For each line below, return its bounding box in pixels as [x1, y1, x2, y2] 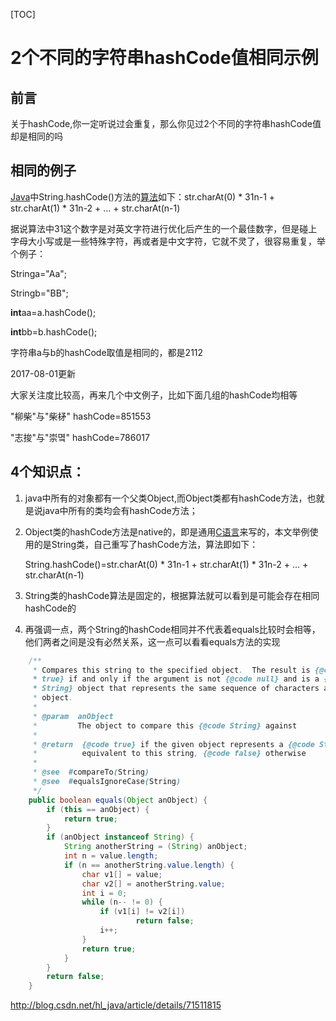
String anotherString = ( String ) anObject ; [63, 842, 248, 852]
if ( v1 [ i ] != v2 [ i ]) [99, 907, 186, 917]
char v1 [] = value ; [81, 869, 163, 879]
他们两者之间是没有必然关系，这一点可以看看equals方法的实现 [24, 635, 281, 648]
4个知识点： [10, 464, 86, 481]
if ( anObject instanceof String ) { [46, 832, 195, 843]
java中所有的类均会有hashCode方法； [42, 504, 198, 516]
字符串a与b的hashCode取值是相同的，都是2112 [10, 346, 204, 358]
